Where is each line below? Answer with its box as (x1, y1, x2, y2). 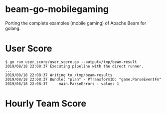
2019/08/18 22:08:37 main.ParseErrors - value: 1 (5, 81, 120, 86)
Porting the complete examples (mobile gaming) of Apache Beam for (5, 20, 147, 26)
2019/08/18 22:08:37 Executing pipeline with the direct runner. (5, 63, 144, 68)
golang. (5, 25, 21, 31)
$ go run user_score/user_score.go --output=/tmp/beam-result (5, 59, 137, 64)
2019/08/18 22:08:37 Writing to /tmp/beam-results (5, 72, 113, 77)
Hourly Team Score (5, 98, 86, 109)
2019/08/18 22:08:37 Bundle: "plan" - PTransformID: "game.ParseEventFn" (5, 76, 162, 82)
